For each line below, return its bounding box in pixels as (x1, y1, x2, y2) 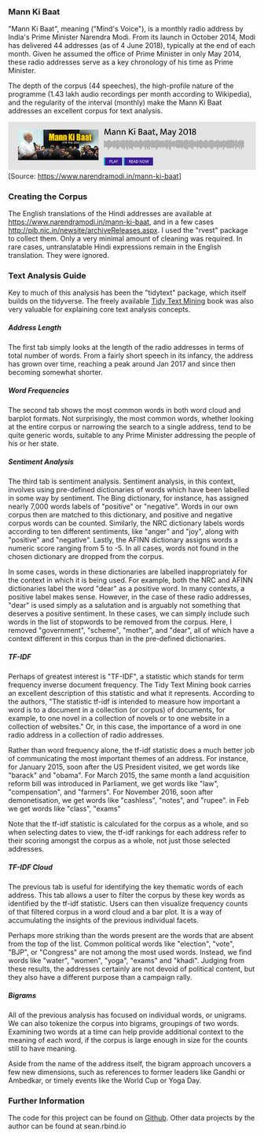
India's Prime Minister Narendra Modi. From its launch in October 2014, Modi (8, 32, 256, 42)
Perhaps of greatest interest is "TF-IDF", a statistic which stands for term (8, 672, 244, 682)
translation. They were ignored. (8, 250, 110, 259)
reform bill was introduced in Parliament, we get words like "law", (8, 779, 219, 789)
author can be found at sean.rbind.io (8, 1121, 127, 1131)
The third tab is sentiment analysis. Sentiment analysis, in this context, (8, 477, 236, 486)
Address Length (8, 322, 62, 332)
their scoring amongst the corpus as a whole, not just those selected (8, 836, 230, 845)
